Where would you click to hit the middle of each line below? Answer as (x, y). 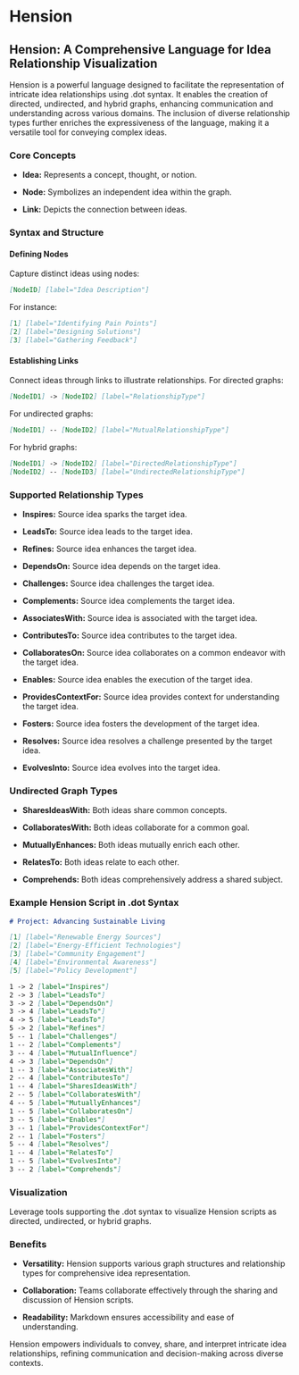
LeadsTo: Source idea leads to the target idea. (108, 531)
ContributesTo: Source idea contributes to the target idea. (129, 635)
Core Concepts (43, 155)
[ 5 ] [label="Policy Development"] (74, 970)
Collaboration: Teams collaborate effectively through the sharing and (150, 1291)
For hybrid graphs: (43, 447)
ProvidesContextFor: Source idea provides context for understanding (150, 696)
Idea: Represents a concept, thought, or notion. (109, 175)
